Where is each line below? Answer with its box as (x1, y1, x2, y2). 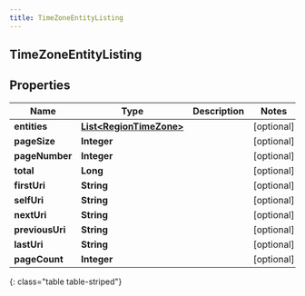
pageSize (14, 134, 56, 147)
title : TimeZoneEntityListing (9, 13, 124, 23)
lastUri (14, 238, 44, 251)
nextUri (14, 208, 47, 221)
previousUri (14, 223, 66, 236)
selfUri (14, 193, 44, 206)
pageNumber (14, 149, 73, 162)
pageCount (14, 252, 64, 265)
